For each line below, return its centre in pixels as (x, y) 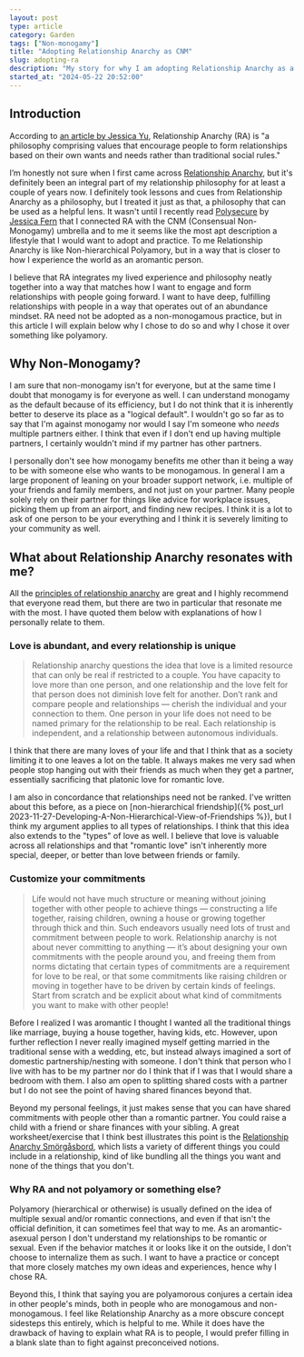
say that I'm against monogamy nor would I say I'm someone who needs (144, 424)
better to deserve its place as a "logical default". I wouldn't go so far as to (147, 414)
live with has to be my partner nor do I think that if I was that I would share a (151, 1071)
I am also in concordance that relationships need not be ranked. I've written (151, 797)
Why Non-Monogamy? (75, 363)
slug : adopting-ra (44, 60)
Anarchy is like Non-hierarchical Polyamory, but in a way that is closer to (145, 250)
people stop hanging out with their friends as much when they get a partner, (152, 770)
